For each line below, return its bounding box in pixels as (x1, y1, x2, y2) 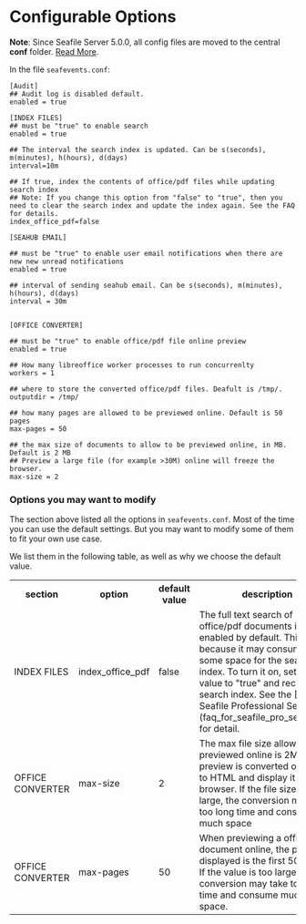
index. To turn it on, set (199, 665, 298, 678)
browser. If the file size (199, 783, 297, 796)
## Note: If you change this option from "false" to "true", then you (9, 193, 283, 202)
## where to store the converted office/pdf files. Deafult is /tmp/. (9, 385, 283, 394)
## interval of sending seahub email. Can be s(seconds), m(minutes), (9, 281, 283, 290)
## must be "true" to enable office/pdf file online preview (9, 336, 247, 345)
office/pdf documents (199, 620, 293, 632)
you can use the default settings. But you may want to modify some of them (9, 524, 294, 535)
